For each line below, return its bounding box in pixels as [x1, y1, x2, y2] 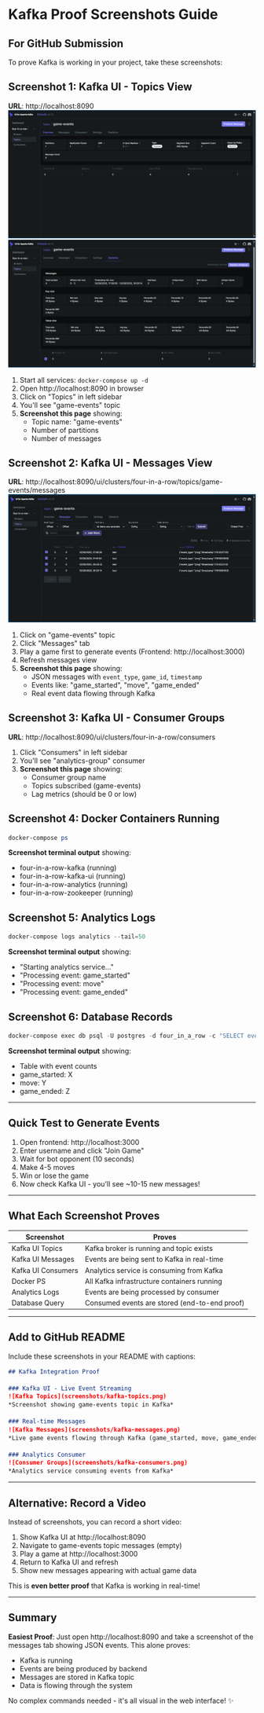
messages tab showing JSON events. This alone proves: [8, 1640, 191, 1649]
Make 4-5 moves [19, 1162, 75, 1172]
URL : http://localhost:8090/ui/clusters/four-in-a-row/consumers [8, 732, 216, 742]
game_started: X [19, 1069, 73, 1079]
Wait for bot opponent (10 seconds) [19, 1154, 135, 1164]
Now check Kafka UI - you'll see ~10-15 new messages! [19, 1179, 200, 1188]
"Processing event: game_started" [19, 970, 131, 980]
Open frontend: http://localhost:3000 [19, 1137, 140, 1146]
